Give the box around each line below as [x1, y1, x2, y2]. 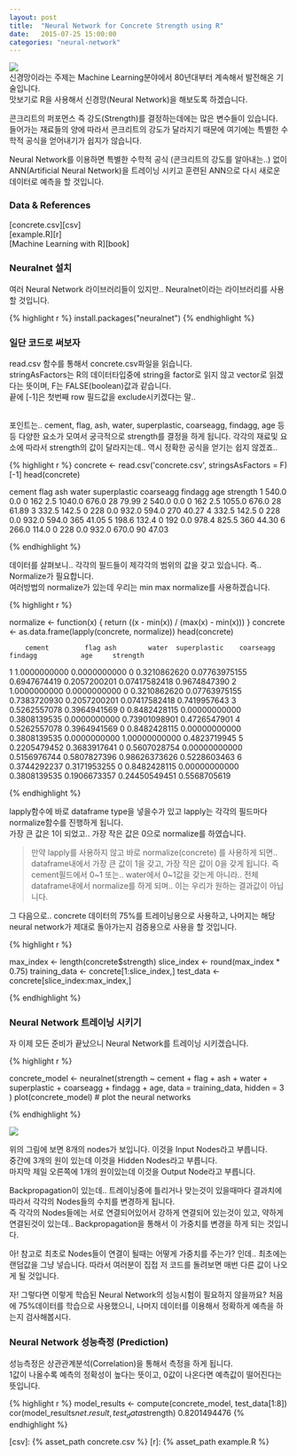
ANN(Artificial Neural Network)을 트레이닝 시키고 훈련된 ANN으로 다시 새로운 [9, 165, 281, 176]
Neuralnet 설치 [9, 262, 73, 274]
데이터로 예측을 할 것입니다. [9, 177, 105, 187]
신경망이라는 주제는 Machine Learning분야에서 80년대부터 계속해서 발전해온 [9, 72, 275, 83]
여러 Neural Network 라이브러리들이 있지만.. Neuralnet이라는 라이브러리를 [9, 283, 269, 294]
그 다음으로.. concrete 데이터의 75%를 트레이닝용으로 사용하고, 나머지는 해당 [9, 911, 276, 922]
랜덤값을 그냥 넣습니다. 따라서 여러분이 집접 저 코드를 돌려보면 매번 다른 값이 [9, 1260, 272, 1270]
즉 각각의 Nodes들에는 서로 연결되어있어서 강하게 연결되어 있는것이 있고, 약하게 [9, 1207, 284, 1218]
